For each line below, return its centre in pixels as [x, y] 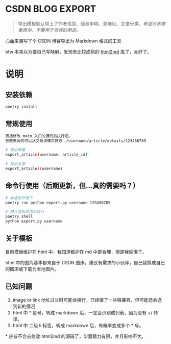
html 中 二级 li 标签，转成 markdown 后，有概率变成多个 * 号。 [78, 325]
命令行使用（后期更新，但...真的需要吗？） [72, 186]
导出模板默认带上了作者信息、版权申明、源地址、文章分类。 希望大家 [89, 23]
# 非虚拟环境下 [19, 198]
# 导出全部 [15, 164]
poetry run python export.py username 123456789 [58, 203]
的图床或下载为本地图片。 [32, 269]
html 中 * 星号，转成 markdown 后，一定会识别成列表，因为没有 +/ [82, 312]
